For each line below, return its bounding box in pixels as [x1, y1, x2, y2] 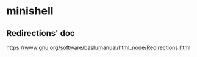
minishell [6, 4, 54, 18]
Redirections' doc [6, 28, 75, 38]
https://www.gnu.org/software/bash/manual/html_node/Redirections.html [6, 44, 191, 51]
